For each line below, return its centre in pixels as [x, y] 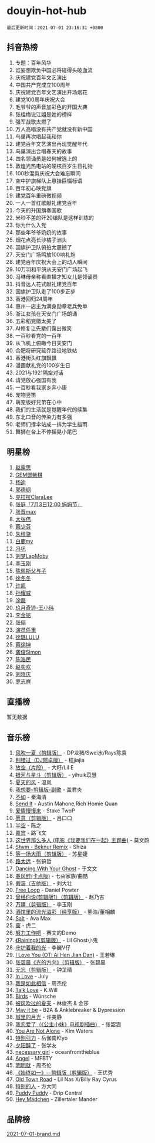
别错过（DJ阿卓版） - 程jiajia [50, 760]
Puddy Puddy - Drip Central [49, 1093]
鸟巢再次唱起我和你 [38, 136]
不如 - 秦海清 [31, 797]
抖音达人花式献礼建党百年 [46, 284]
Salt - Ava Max [33, 919]
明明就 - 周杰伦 [33, 1065]
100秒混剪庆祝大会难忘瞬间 [48, 173]
